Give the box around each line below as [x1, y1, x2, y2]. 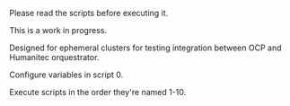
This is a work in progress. [9, 25, 108, 35]
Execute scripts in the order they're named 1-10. [9, 87, 187, 97]
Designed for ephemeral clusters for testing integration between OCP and [9, 42, 282, 53]
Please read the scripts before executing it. [9, 8, 169, 18]
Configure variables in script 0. [9, 69, 124, 80]
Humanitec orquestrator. [9, 52, 100, 62]
